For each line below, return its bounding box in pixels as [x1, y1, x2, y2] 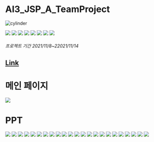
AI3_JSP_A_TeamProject [5, 4, 110, 15]
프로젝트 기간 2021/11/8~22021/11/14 [5, 43, 79, 49]
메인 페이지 [5, 81, 48, 92]
